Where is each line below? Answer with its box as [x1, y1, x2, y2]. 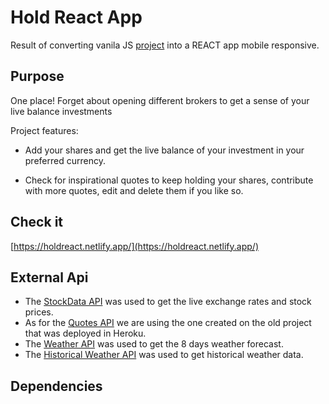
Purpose [10, 68, 65, 85]
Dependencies [10, 377, 103, 395]
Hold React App [10, 6, 143, 29]
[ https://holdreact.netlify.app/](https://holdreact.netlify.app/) [10, 240, 259, 252]
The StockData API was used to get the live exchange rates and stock [24, 296, 312, 308]
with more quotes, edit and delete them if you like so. [24, 184, 244, 196]
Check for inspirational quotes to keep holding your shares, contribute [24, 174, 314, 186]
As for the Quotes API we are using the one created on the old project [24, 317, 312, 329]
